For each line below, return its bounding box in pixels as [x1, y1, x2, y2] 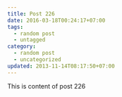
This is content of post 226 [7, 82, 86, 90]
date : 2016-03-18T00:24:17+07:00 [7, 17, 106, 24]
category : [7, 43, 37, 50]
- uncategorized [13, 56, 61, 63]
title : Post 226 [7, 10, 55, 18]
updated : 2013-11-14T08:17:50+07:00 [7, 63, 115, 70]
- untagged [13, 37, 46, 44]
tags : [7, 23, 23, 30]
